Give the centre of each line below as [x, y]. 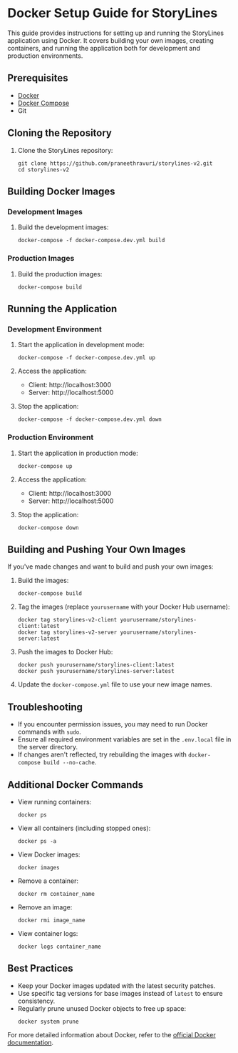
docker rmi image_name [51, 920]
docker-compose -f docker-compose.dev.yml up [86, 358]
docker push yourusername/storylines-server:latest [96, 672]
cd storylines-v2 [43, 169]
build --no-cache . [70, 762]
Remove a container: [48, 881]
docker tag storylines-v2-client [67, 620]
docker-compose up [45, 466]
